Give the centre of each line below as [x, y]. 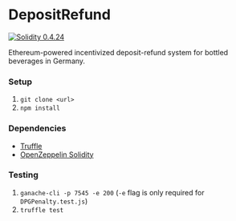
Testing [23, 175]
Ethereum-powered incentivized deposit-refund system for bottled [118, 52]
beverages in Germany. [47, 61]
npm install [40, 108]
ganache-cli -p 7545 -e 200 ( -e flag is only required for [112, 192]
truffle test [42, 210]
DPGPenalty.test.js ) [54, 201]
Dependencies [37, 128]
